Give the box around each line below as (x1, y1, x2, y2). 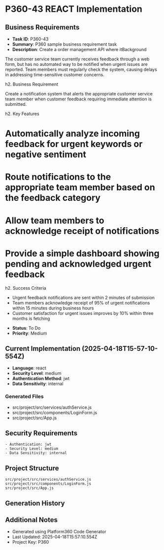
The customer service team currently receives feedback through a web (5, 56, 150, 62)
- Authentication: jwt (5, 442, 52, 447)
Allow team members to (5, 215, 104, 226)
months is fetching (12, 315, 50, 321)
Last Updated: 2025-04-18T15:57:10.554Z (12, 534, 98, 540)
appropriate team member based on (5, 182, 155, 193)
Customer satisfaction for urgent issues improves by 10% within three (12, 310, 154, 316)
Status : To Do (12, 325, 41, 331)
